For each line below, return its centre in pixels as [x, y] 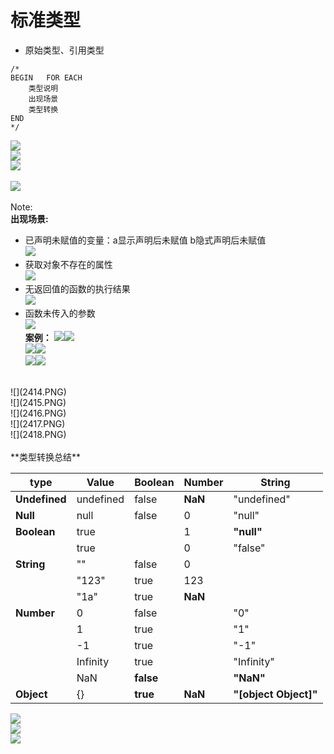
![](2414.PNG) [38, 392]
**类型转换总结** [46, 457]
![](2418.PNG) [38, 434]
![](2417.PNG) [38, 423]
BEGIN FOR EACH [46, 77]
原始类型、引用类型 [64, 50]
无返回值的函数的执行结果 [77, 288]
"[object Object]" [275, 694]
